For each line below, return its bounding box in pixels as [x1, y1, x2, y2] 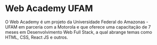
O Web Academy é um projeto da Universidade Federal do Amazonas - [5, 19, 149, 25]
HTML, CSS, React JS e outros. [5, 34, 68, 40]
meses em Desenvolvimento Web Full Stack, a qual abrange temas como [5, 29, 152, 35]
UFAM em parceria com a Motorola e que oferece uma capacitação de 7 [5, 24, 151, 30]
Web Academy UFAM [5, 3, 93, 14]
